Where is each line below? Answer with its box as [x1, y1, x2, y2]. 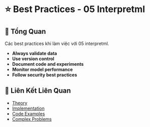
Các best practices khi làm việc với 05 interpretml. [5, 40, 110, 47]
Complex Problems [12, 116, 52, 122]
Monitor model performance [12, 66, 73, 72]
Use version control [12, 56, 55, 62]
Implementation [12, 105, 45, 111]
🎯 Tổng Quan [5, 27, 46, 35]
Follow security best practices [12, 72, 77, 78]
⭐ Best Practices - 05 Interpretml [5, 4, 145, 15]
